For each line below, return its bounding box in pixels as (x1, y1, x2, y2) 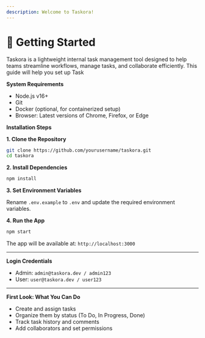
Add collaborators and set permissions (15, 325, 113, 332)
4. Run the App (6, 217, 45, 224)
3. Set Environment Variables (6, 187, 82, 194)
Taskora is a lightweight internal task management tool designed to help (6, 56, 187, 63)
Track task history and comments (15, 318, 99, 326)
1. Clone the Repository (6, 135, 67, 142)
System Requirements (6, 80, 64, 87)
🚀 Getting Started (6, 35, 96, 49)
